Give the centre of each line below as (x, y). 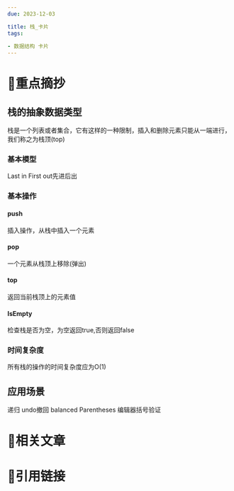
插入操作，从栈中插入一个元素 (51, 230)
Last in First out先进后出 (43, 176)
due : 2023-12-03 (31, 14)
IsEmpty (20, 313)
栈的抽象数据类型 (45, 112)
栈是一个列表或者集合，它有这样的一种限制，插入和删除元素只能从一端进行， (119, 130)
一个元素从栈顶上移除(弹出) (47, 264)
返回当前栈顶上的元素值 (41, 297)
